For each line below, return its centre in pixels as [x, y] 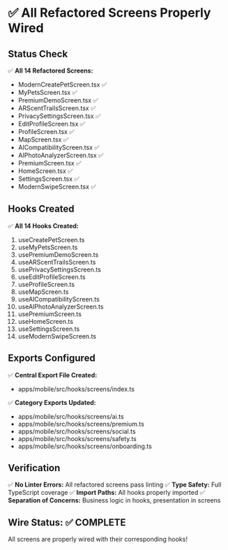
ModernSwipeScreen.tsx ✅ [57, 187]
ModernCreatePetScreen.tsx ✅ [62, 84]
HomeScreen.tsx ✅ [45, 171]
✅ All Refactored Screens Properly [109, 13]
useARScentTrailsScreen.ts [57, 262]
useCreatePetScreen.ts [51, 239]
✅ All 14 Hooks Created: [44, 225]
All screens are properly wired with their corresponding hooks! [98, 540]
